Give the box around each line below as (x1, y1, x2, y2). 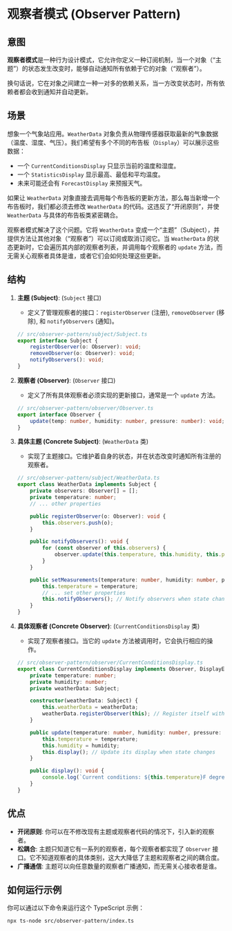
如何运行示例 (7, 884, 62, 896)
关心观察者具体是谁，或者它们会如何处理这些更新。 (19, 251, 164, 260)
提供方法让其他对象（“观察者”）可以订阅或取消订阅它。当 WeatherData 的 (7, 234, 213, 242)
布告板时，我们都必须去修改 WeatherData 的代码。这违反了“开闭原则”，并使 (7, 202, 220, 210)
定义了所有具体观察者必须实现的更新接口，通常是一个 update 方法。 (27, 390, 220, 399)
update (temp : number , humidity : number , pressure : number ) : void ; (30, 417, 225, 424)
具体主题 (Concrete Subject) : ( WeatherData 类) (17, 437, 148, 446)
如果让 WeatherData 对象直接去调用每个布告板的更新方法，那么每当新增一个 (7, 193, 220, 201)
